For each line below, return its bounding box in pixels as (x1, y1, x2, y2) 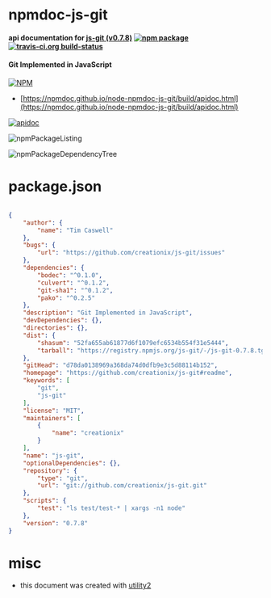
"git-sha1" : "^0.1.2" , (37, 286, 114, 294)
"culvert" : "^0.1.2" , (37, 279, 110, 287)
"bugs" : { (23, 241, 56, 250)
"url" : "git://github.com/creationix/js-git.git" (37, 482, 207, 490)
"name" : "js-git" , (23, 451, 85, 460)
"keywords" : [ (23, 377, 70, 385)
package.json (8, 178, 102, 196)
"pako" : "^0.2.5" (37, 293, 95, 302)
